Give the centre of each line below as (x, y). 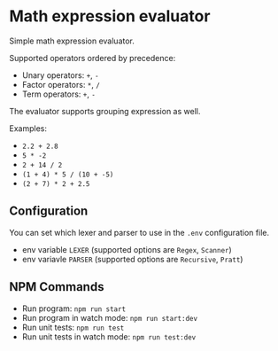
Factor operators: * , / (61, 84)
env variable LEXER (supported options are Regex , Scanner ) (127, 249)
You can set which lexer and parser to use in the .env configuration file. (139, 232)
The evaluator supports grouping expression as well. (105, 111)
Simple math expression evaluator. (72, 41)
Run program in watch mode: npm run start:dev (109, 317)
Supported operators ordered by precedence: (93, 58)
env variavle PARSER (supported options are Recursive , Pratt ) (132, 259)
